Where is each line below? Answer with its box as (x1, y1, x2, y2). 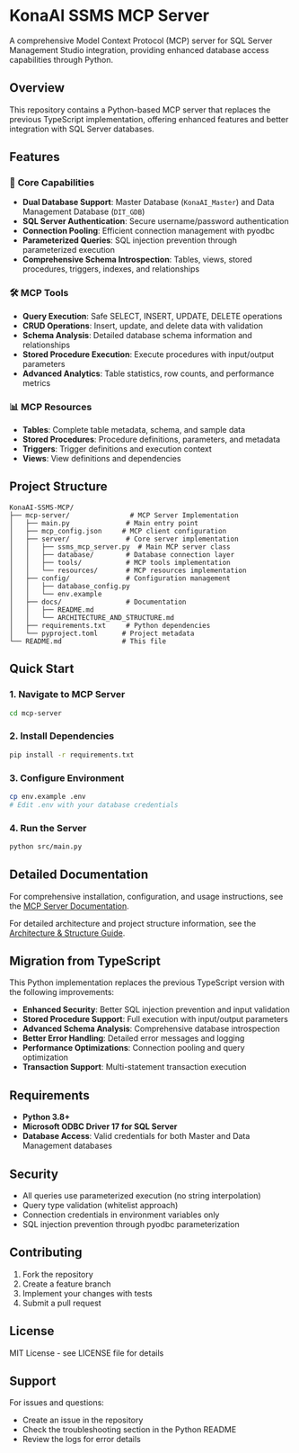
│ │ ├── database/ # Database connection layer (9, 550, 235, 559)
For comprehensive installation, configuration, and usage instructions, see (9, 891, 284, 901)
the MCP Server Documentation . (9, 901, 129, 911)
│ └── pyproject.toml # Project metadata (9, 629, 195, 638)
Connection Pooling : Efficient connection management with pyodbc (22, 226, 276, 237)
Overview (9, 80, 66, 95)
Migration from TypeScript (9, 954, 162, 968)
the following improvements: (9, 987, 115, 998)
